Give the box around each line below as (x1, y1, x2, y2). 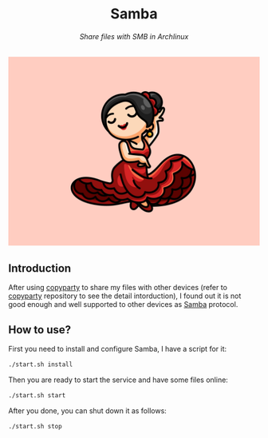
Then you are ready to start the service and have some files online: (8, 375, 229, 384)
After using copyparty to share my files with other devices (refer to (8, 283, 227, 293)
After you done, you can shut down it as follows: (8, 405, 167, 416)
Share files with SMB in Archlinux (79, 31, 189, 41)
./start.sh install (8, 360, 73, 368)
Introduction (8, 261, 72, 275)
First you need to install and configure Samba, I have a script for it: (8, 344, 227, 354)
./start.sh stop (8, 422, 62, 430)
